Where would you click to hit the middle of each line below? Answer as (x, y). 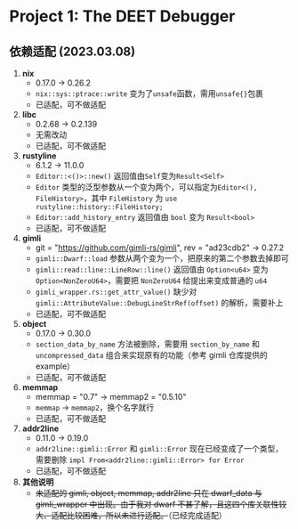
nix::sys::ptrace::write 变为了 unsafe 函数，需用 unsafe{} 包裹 (149, 94)
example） (55, 366)
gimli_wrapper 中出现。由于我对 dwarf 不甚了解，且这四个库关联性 (157, 504)
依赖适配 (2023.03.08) (72, 51)
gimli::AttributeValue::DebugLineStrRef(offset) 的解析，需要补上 (159, 303)
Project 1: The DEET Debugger (122, 16)
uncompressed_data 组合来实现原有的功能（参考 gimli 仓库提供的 (152, 355)
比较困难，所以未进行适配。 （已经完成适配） (146, 515)
